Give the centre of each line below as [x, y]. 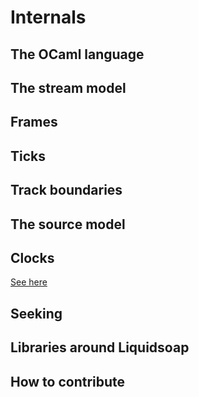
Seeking [36, 313]
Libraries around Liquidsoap [100, 347]
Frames [34, 122]
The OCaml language [77, 54]
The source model [68, 224]
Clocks [32, 257]
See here [29, 282]
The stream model [68, 87]
